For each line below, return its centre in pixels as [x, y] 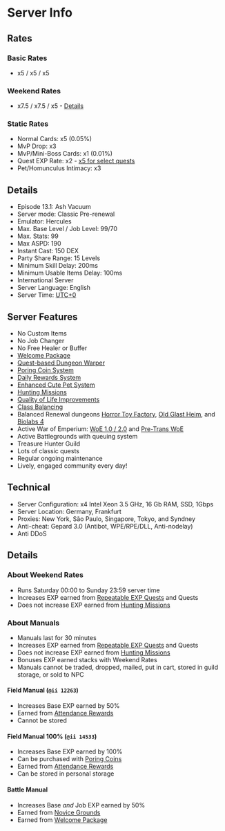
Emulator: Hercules [44, 221]
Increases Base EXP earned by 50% [68, 706]
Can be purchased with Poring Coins [69, 759]
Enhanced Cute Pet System [56, 385]
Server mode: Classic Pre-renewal [66, 214]
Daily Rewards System [49, 378]
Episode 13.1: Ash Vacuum [54, 207]
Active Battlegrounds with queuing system [77, 437]
